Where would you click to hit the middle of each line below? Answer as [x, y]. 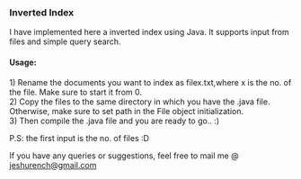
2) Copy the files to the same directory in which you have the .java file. [140, 102]
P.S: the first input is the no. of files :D [80, 138]
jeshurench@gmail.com [53, 165]
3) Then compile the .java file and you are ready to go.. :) [115, 121]
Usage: [23, 62]
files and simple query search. [65, 41]
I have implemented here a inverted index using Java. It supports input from [149, 32]
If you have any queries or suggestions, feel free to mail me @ [124, 156]
